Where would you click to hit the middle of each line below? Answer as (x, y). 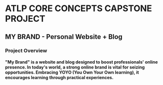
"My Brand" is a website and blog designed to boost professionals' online (81, 62)
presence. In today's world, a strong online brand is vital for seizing (75, 67)
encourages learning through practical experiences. (59, 78)
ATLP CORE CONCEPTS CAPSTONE (79, 8)
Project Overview (26, 51)
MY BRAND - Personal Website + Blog (64, 37)
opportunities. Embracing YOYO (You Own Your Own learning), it (72, 72)
